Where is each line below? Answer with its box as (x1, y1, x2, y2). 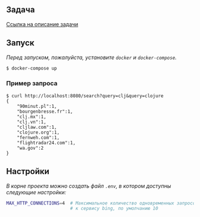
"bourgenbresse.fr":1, (17, 108, 73, 114)
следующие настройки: (6, 188, 67, 196)
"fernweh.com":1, (17, 134, 60, 141)
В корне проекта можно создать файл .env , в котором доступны (6, 182, 171, 190)
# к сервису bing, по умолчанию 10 (70, 206, 159, 212)
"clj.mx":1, (17, 113, 46, 120)
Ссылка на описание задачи (6, 20, 79, 27)
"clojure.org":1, (17, 129, 60, 135)
